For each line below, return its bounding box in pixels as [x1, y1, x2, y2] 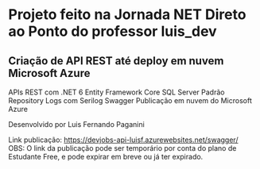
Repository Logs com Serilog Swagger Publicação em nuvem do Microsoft [8, 96, 252, 105]
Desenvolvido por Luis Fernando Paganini [8, 120, 145, 129]
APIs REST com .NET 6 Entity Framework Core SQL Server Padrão [8, 87, 225, 97]
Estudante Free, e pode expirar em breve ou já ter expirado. [8, 152, 204, 161]
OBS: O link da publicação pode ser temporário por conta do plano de [8, 144, 237, 152]
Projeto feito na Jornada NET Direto [8, 6, 246, 24]
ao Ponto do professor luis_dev [8, 22, 217, 40]
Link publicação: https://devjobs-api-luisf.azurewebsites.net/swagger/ [8, 135, 239, 144]
